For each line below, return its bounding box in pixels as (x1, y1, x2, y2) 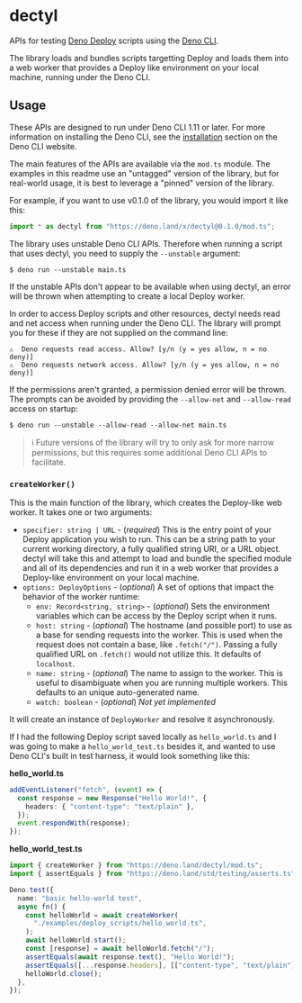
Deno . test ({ (9, 885, 54, 894)
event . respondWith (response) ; (17, 818, 130, 828)
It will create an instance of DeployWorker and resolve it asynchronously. (9, 713, 276, 725)
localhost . (35, 658, 75, 669)
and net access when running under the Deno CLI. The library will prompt (9, 317, 281, 329)
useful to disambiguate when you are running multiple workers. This (35, 677, 288, 688)
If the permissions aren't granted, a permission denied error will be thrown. (9, 384, 287, 394)
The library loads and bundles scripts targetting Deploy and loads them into (9, 52, 289, 63)
